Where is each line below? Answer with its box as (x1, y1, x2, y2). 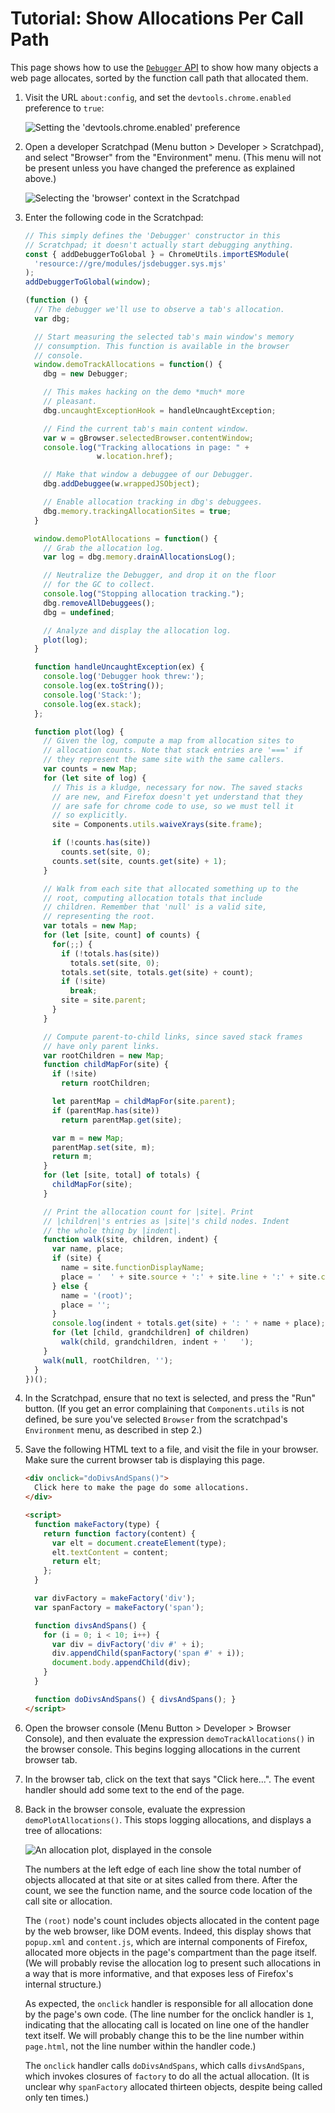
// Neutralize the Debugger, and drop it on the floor (43, 570, 277, 581)
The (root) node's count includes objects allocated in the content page (24, 1914, 320, 1926)
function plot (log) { (34, 727, 125, 737)
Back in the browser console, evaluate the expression (24, 1803, 246, 1815)
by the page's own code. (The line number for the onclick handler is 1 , (24, 2008, 314, 2020)
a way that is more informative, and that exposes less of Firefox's (24, 1967, 294, 1979)
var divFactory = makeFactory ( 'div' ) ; (34, 1593, 196, 1604)
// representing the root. (43, 912, 156, 922)
